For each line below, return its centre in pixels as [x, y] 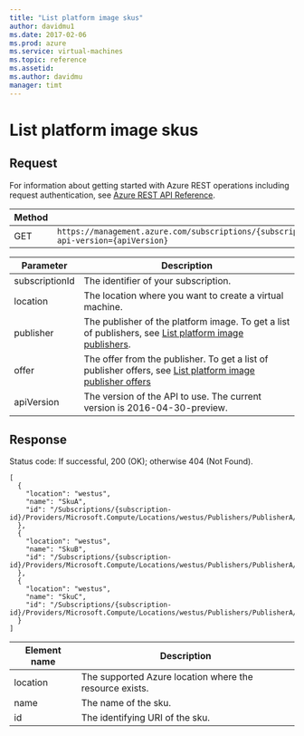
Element [43, 651]
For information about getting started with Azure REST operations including [149, 185]
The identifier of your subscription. [157, 280]
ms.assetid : [32, 69]
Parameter [44, 266]
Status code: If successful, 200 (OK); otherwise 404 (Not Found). [131, 461]
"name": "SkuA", [57, 502]
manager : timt [36, 85]
